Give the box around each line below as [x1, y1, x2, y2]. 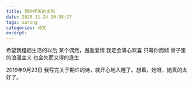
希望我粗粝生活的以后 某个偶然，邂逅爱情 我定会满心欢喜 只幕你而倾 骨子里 [6, 47, 186, 54]
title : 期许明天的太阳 [6, 8, 56, 15]
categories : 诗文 [6, 24, 47, 31]
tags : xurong [6, 19, 38, 25]
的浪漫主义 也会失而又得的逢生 [6, 54, 80, 61]
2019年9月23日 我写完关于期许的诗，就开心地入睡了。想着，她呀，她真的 [6, 66, 182, 73]
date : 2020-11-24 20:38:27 [6, 14, 72, 20]
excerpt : [6, 30, 27, 36]
